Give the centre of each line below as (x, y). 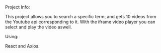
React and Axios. (22, 46)
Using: (12, 37)
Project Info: (18, 7)
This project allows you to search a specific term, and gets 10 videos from (81, 16)
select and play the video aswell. (39, 27)
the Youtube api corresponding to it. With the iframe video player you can (80, 22)
